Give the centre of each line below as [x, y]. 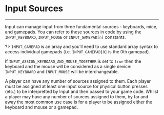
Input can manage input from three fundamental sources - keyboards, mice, [81, 26]
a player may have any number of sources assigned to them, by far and [77, 96]
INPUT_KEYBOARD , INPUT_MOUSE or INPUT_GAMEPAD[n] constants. [65, 37]
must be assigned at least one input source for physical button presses [76, 86]
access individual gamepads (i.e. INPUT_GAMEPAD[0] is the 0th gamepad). [78, 51]
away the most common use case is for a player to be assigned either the [79, 102]
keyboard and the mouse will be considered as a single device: [68, 66]
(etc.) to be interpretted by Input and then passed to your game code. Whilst [82, 92]
